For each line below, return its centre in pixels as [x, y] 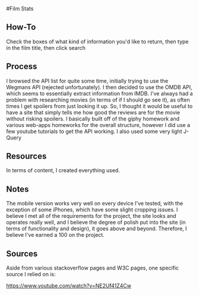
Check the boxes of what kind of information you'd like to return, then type [97, 42]
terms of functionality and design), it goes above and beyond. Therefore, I [97, 229]
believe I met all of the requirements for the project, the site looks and [91, 216]
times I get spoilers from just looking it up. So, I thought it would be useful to [99, 106]
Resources [26, 156]
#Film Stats [20, 9]
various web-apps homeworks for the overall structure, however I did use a [98, 125]
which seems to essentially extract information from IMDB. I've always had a [99, 93]
